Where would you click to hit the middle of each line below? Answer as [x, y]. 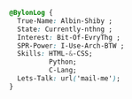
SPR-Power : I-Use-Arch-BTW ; [71, 46]
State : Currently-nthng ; [65, 29]
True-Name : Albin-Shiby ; [65, 21]
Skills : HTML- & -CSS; [55, 54]
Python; [62, 62]
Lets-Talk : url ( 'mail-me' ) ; [69, 79]
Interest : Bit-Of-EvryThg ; [69, 37]
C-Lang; [62, 71]
